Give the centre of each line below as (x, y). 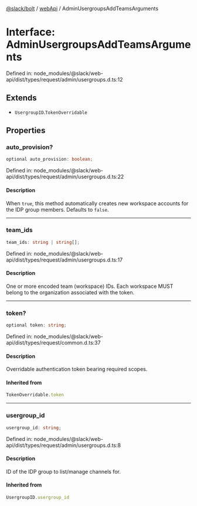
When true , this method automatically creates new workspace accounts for (97, 203)
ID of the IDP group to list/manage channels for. (64, 471)
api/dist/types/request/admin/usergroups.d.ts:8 (64, 445)
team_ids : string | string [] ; (43, 242)
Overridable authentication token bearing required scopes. (77, 369)
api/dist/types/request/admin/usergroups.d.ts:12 (64, 79)
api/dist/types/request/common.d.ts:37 (53, 343)
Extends (21, 98)
